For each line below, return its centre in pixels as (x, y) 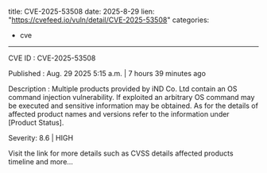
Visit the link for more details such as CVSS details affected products (121, 153)
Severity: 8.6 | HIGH (41, 138)
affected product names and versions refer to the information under (119, 114)
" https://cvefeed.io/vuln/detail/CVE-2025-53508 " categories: (109, 20)
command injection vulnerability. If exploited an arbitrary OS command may (132, 97)
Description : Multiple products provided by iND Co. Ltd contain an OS (123, 89)
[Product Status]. (36, 123)
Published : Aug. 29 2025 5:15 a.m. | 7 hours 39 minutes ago (107, 73)
